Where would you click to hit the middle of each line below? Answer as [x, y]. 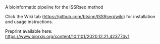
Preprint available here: [29, 31]
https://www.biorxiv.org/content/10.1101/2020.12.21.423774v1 [67, 36]
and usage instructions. [29, 22]
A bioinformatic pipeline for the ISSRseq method [54, 7]
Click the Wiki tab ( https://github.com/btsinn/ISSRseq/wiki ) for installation [80, 16]
